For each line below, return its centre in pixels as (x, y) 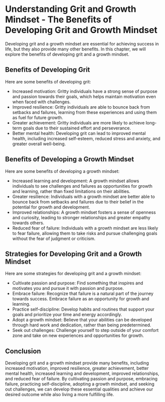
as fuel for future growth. (37, 118)
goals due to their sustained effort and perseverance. (77, 128)
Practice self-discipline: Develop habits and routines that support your (83, 309)
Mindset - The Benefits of (59, 20)
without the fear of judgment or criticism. (54, 239)
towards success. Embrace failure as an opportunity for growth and (81, 299)
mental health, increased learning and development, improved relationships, (82, 373)
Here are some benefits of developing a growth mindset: (62, 171)
